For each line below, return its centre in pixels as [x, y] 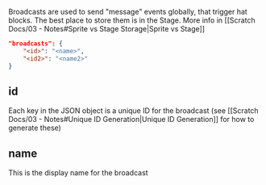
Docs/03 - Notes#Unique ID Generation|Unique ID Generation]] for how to [131, 120]
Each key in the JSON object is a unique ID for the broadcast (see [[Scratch [134, 111]
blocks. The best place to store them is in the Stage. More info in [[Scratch [132, 20]
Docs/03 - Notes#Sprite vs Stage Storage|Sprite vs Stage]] [107, 29]
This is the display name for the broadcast [78, 173]
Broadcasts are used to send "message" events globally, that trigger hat [128, 12]
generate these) [35, 128]
